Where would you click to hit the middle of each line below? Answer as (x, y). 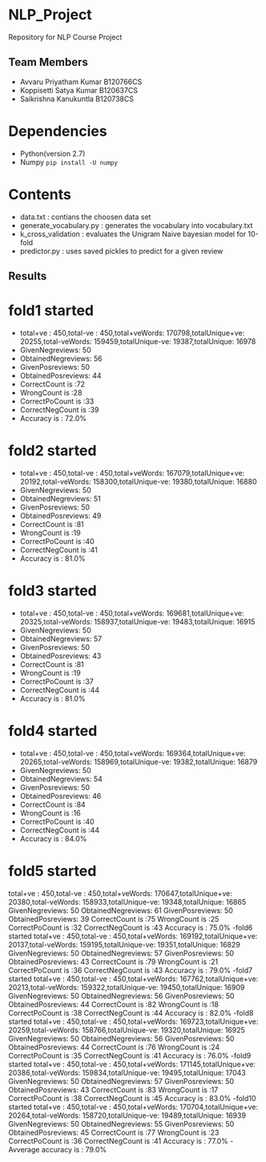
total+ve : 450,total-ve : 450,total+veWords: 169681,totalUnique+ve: (132, 613)
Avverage (24, 1149)
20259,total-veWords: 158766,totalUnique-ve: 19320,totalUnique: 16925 (127, 1029)
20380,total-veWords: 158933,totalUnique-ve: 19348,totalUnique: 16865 (127, 902)
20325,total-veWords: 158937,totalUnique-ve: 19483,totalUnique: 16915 (137, 621)
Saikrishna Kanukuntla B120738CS (77, 99)
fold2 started (52, 451)
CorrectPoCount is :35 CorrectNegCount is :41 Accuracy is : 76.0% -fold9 (130, 1055)
